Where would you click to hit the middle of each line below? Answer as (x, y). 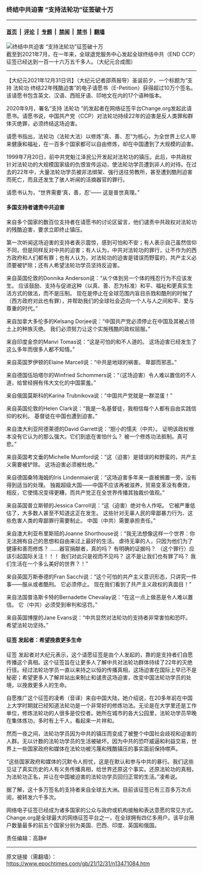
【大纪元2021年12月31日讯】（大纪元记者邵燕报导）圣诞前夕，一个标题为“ (97, 80)
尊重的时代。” (22, 308)
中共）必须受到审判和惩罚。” (63, 604)
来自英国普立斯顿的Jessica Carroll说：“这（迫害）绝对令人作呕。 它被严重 (98, 505)
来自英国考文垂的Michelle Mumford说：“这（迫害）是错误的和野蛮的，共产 (99, 457)
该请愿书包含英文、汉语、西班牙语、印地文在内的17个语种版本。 (85, 95)
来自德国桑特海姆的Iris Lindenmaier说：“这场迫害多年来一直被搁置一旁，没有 (101, 477)
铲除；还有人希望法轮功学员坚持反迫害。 (72, 265)
